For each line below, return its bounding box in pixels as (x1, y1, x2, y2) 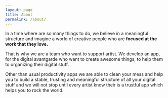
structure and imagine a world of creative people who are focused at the (5, 36, 157, 42)
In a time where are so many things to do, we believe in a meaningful (5, 31, 148, 37)
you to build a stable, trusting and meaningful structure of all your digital (5, 76, 156, 83)
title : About (5, 12, 33, 17)
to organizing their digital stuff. (5, 61, 69, 68)
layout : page (5, 7, 33, 13)
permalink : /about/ (5, 17, 47, 22)
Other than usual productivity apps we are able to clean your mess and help (5, 71, 163, 77)
